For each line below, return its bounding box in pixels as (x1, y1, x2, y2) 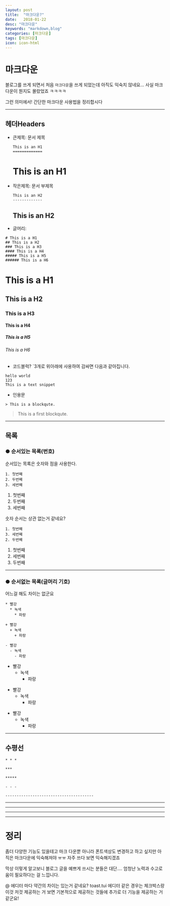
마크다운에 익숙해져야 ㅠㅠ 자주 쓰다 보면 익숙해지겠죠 (14, 854, 120, 860)
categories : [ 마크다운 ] (5, 31, 52, 36)
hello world (5, 373, 30, 378)
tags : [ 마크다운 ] (5, 36, 38, 41)
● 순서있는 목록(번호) (5, 448, 55, 455)
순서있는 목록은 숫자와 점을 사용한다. (5, 460, 77, 467)
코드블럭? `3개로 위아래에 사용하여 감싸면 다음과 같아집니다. (12, 363, 130, 369)
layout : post (5, 7, 33, 13)
